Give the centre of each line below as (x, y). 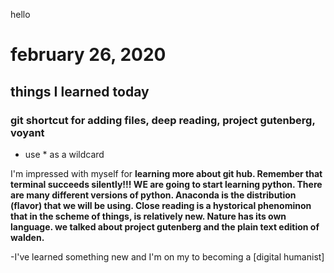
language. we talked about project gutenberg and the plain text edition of (165, 226)
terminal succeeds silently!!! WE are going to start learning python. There (166, 184)
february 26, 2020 (88, 55)
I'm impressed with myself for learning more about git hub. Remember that (166, 173)
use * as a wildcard (64, 154)
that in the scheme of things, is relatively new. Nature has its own (148, 216)
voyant (27, 132)
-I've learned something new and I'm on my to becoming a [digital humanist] (167, 256)
